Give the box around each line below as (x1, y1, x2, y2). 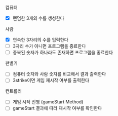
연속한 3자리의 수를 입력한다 (12, 37, 68, 43)
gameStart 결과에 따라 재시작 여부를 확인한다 (12, 105, 102, 111)
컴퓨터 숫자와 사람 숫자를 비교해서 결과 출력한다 (12, 71, 106, 77)
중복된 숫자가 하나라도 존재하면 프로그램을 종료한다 (12, 50, 113, 56)
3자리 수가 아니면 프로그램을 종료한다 (12, 43, 86, 49)
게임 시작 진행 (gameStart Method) (12, 99, 84, 105)
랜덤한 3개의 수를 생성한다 (12, 15, 64, 21)
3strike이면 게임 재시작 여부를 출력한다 (12, 78, 90, 84)
